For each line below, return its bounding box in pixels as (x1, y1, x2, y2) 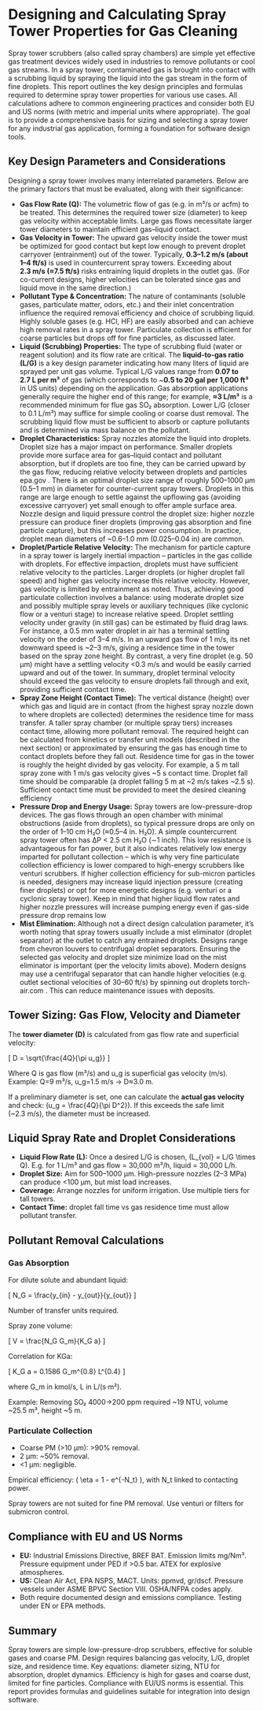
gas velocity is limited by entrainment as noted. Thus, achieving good (19, 584, 244, 594)
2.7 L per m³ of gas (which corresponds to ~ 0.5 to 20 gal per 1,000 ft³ (19, 375, 249, 384)
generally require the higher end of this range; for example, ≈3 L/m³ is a (19, 391, 253, 401)
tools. (8, 131, 27, 141)
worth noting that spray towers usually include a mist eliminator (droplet (19, 927, 252, 936)
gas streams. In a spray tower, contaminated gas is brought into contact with (8, 65, 256, 74)
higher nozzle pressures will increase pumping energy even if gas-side (19, 902, 250, 911)
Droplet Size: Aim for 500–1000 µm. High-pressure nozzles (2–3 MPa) (19, 1169, 247, 1179)
